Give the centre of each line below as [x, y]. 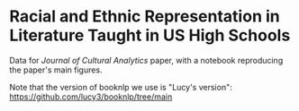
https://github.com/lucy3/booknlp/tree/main [91, 97]
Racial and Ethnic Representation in [145, 17]
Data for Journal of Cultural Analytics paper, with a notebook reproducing [146, 60]
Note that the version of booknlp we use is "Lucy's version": [121, 87]
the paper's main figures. [56, 70]
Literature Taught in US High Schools [150, 35]
